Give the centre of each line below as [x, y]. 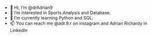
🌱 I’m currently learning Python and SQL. [51, 18]
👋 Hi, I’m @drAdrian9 [31, 8]
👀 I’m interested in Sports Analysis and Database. [60, 13]
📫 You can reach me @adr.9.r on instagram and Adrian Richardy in [78, 23]
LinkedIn [19, 30]
